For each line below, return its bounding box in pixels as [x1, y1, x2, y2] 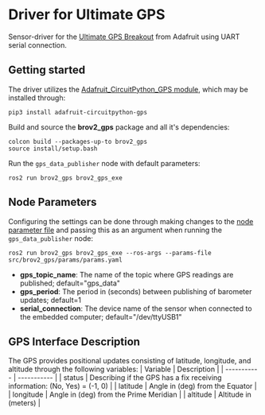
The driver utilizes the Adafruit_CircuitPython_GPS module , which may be [8, 84, 248, 94]
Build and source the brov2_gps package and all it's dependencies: [8, 122, 230, 132]
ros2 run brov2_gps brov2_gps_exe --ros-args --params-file [8, 249, 212, 257]
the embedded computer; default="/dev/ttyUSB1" [19, 312, 182, 321]
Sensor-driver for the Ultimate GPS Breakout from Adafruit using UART [8, 32, 240, 41]
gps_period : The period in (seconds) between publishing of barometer [19, 286, 252, 296]
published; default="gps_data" [19, 278, 121, 288]
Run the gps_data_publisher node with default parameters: [8, 158, 201, 168]
